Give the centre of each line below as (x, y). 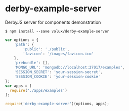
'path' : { (24, 44)
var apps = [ (19, 86)
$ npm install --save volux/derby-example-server (57, 31)
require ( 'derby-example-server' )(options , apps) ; (57, 104)
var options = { (22, 40)
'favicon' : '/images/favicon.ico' (58, 54)
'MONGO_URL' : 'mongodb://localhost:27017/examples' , (69, 68)
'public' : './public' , (46, 49)
